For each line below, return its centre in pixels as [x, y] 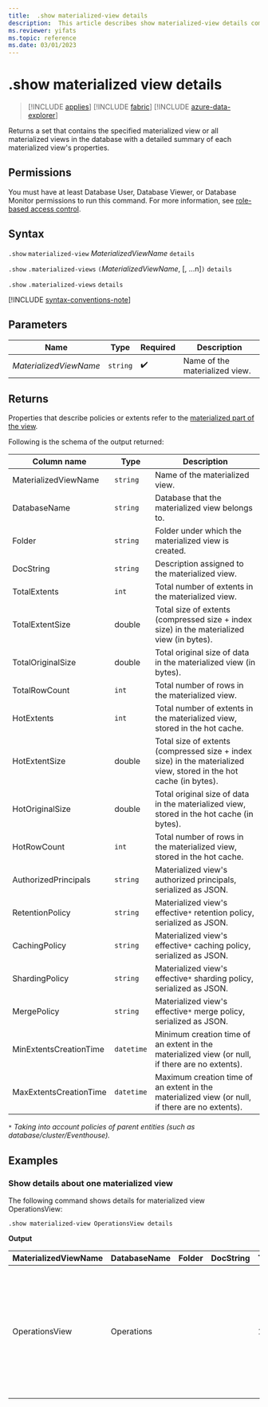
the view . [23, 427]
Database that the [188, 498]
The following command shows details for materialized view [107, 1200]
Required [158, 347]
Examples [33, 1160]
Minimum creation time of [203, 1035]
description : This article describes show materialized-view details [128, 23]
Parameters [38, 325]
